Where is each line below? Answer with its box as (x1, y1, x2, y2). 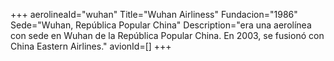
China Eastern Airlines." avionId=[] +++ (10, 40, 172, 52)
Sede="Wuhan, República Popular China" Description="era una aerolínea (10, 19, 312, 31)
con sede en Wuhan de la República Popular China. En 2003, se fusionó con (10, 30, 325, 41)
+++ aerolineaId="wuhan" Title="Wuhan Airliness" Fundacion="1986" (10, 9, 298, 20)
